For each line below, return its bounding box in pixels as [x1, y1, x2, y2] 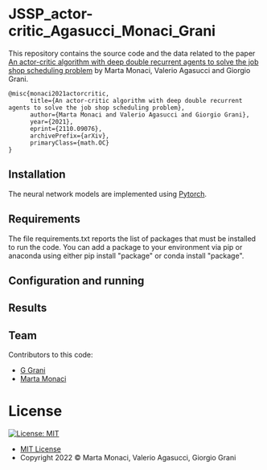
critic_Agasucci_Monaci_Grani [8, 22, 216, 40]
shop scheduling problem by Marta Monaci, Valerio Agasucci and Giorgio [8, 65, 251, 75]
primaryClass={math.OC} [29, 138, 110, 147]
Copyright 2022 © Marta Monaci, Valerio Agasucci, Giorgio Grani [19, 453, 236, 463]
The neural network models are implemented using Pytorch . [8, 189, 207, 198]
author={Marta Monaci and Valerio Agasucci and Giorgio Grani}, [29, 110, 250, 119]
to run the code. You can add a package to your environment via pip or [8, 242, 243, 251]
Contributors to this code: [8, 350, 94, 360]
